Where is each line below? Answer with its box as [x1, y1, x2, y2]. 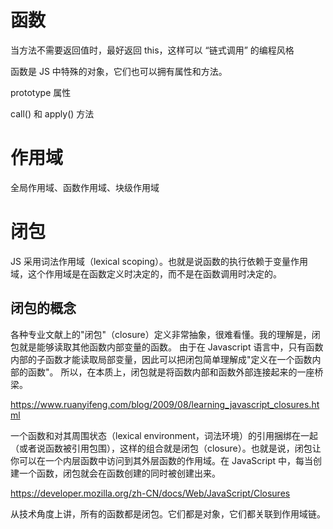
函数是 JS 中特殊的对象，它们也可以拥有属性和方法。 [10, 65, 228, 77]
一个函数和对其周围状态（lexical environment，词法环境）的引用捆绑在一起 [10, 429, 319, 441]
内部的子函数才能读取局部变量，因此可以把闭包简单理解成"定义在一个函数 [10, 353, 313, 365]
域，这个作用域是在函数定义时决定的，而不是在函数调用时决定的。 [10, 267, 282, 280]
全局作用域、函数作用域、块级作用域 [10, 181, 160, 193]
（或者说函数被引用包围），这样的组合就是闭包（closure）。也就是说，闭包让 [10, 442, 322, 454]
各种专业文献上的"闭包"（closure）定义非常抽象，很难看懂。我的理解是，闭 [10, 328, 321, 340]
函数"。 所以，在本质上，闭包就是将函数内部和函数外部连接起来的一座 [27, 366, 315, 378]
